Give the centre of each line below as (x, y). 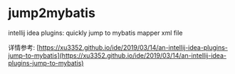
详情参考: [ (24, 47)
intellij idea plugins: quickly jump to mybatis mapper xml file (95, 33)
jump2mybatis (52, 13)
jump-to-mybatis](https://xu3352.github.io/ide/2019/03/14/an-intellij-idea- (117, 55)
